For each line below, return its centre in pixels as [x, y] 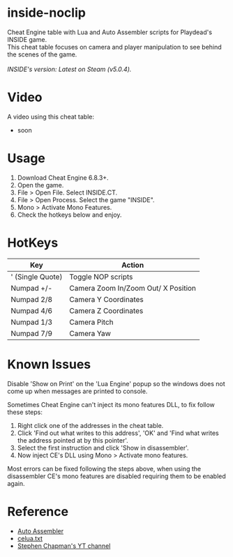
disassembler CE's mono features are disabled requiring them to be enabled [117, 476]
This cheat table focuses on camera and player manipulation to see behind [114, 47]
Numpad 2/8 [32, 299]
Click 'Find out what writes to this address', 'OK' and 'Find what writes [118, 433]
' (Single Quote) [37, 277]
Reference [38, 511]
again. [16, 483]
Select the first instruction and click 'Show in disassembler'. [103, 448]
